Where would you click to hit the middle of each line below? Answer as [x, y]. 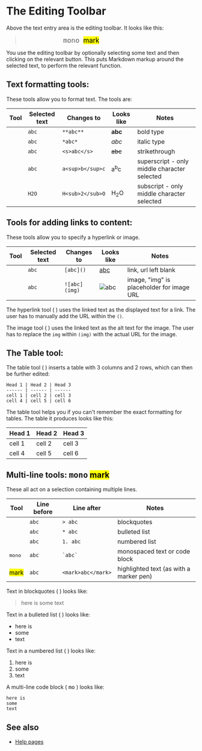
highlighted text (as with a [154, 569]
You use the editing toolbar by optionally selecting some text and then [93, 53]
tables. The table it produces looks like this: [60, 418]
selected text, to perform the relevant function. [64, 65]
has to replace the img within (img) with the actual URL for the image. [92, 334]
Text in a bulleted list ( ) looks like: [48, 615]
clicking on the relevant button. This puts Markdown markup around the [95, 59]
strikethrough [156, 151]
